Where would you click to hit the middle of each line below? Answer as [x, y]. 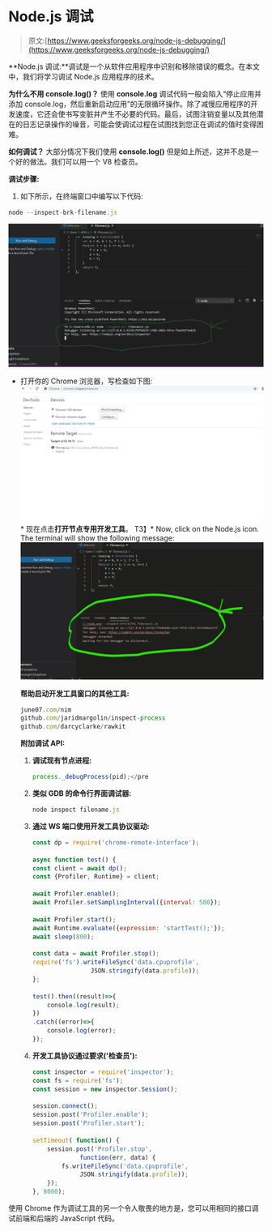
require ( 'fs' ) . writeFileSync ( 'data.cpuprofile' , [116, 962]
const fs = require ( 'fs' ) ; [78, 1080]
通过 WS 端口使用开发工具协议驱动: [91, 826]
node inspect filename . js [76, 810]
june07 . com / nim [46, 710]
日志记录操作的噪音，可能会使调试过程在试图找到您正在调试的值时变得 [139, 124]
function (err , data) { [118, 1157]
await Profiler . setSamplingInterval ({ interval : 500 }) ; [126, 903]
